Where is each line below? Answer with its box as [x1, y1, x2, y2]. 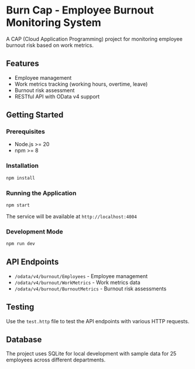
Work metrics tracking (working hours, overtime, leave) [14, 80, 148, 87]
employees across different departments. [6, 356, 106, 364]
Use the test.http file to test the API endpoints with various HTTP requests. [6, 317, 190, 324]
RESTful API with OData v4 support [14, 93, 100, 100]
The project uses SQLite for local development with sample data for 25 [6, 350, 177, 357]
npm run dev [6, 241, 35, 247]
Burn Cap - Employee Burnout [6, 4, 154, 17]
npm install [6, 175, 35, 181]
